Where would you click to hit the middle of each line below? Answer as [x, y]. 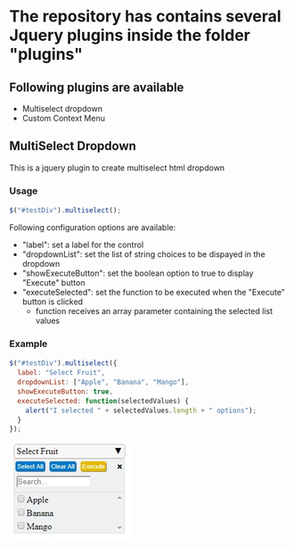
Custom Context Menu [63, 118]
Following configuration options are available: [93, 227]
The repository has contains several [146, 17]
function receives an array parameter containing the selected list [154, 311]
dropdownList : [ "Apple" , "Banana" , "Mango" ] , [103, 382]
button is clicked [52, 302]
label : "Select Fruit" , [61, 373]
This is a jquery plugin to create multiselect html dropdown [117, 168]
